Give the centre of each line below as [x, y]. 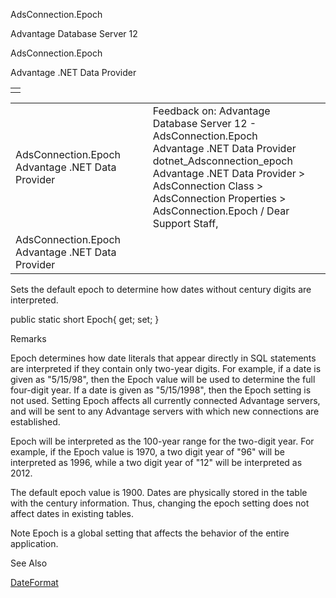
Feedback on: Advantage [211, 111]
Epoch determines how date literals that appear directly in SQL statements [163, 358]
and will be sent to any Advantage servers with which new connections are [165, 411]
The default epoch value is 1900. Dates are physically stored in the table [159, 492]
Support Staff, [185, 223]
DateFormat [34, 582]
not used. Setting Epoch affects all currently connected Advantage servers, [165, 400]
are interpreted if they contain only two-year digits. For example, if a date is [166, 368]
